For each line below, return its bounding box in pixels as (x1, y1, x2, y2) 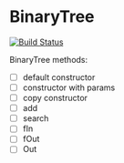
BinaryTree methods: (9, 54, 88, 65)
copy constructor (22, 93, 88, 104)
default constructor (22, 71, 96, 83)
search (22, 113, 49, 124)
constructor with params (22, 82, 116, 93)
